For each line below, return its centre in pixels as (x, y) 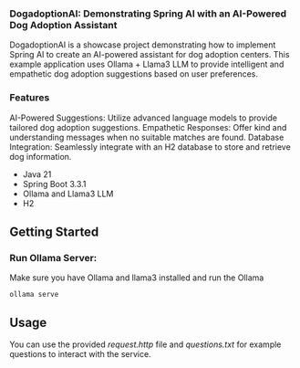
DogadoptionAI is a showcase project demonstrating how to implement (143, 45)
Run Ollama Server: (53, 258)
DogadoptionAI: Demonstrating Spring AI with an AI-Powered (148, 14)
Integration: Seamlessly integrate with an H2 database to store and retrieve (150, 147)
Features (30, 98)
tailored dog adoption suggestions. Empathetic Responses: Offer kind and (148, 127)
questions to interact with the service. (81, 354)
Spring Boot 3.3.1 (54, 184)
